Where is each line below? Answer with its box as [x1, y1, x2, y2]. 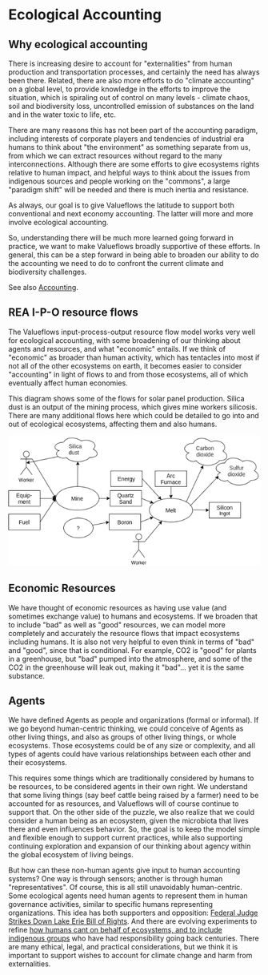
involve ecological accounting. [8, 218, 109, 227]
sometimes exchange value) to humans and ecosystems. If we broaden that [8, 611, 258, 621]
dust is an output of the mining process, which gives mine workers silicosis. [8, 402, 258, 412]
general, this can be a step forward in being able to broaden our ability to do [8, 250, 259, 260]
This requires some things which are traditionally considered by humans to [8, 773, 254, 783]
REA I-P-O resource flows [8, 306, 138, 320]
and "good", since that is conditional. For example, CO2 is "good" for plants [8, 645, 258, 655]
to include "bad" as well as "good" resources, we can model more [8, 619, 226, 630]
